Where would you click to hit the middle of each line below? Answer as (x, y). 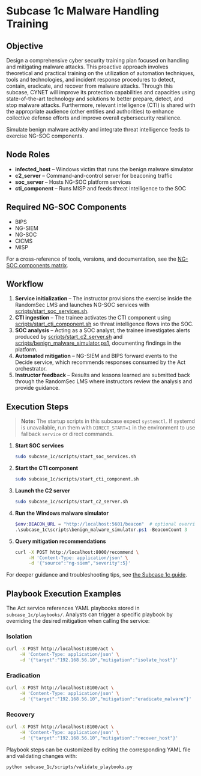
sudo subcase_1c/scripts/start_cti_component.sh (77, 479)
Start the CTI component (46, 468)
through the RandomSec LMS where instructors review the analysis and (103, 381)
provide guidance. (37, 388)
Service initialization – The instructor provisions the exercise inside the (103, 299)
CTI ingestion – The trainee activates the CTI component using (93, 318)
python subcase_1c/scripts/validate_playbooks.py (70, 767)
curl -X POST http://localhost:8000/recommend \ (77, 552)
